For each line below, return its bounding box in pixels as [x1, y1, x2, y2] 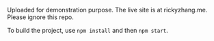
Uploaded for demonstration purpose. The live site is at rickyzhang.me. [7, 6, 208, 14]
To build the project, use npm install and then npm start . [7, 27, 169, 34]
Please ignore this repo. [7, 13, 74, 21]
